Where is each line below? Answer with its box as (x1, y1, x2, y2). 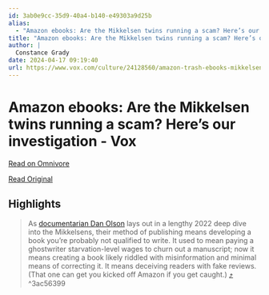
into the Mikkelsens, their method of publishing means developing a (27, 227, 252, 237)
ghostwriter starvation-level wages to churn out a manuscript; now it (27, 244, 255, 253)
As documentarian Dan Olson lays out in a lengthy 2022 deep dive (27, 218, 247, 228)
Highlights (8, 197, 62, 211)
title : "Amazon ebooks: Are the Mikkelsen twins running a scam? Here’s (8, 34, 256, 42)
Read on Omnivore (8, 158, 70, 168)
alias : (8, 19, 30, 27)
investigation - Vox (8, 132, 137, 150)
